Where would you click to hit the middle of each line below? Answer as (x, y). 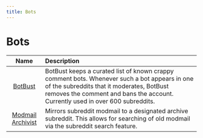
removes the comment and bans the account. (109, 93)
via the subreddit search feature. (91, 126)
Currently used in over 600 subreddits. (100, 101)
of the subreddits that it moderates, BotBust (107, 86)
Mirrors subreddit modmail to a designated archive (117, 111)
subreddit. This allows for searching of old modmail (118, 118)
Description (62, 61)
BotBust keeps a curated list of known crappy (109, 71)
